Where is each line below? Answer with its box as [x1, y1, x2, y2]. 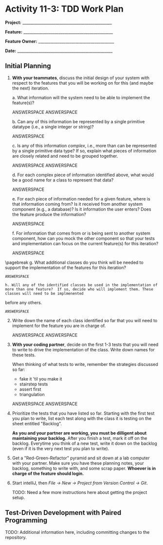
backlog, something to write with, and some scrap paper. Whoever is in [12, 465, 156, 471]
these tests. [12, 352, 36, 358]
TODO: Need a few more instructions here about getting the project [12, 489, 147, 495]
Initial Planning [5, 62, 51, 70]
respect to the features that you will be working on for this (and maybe [12, 80, 154, 86]
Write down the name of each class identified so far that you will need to [12, 317, 158, 323]
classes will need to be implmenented [5, 291, 84, 296]
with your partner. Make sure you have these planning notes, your [12, 460, 145, 466]
